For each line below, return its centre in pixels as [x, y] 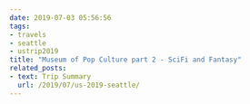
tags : [20, 26]
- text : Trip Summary [50, 77]
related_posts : [38, 69]
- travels [28, 34]
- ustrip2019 [34, 52]
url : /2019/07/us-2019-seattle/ [79, 85]
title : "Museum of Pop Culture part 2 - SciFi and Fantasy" [126, 60]
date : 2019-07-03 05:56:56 [60, 18]
